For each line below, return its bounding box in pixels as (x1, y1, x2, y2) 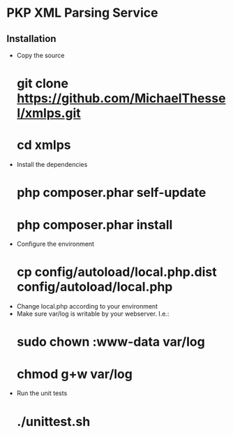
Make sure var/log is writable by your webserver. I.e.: (16, 309, 170, 318)
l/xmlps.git (16, 105, 81, 121)
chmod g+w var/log (16, 366, 133, 382)
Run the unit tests (16, 389, 68, 397)
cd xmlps (16, 138, 71, 153)
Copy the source (16, 51, 65, 59)
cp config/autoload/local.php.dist (16, 264, 217, 280)
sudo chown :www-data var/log (16, 334, 205, 350)
